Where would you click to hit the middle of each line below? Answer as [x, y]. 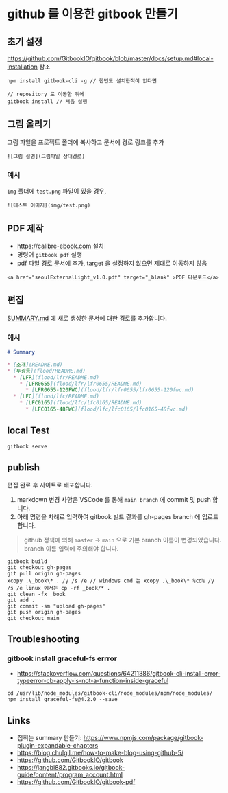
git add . [21, 600]
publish [23, 468]
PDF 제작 [25, 228]
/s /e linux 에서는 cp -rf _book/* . [59, 588]
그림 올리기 [29, 124]
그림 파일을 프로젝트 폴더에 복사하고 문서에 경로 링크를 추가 [86, 142]
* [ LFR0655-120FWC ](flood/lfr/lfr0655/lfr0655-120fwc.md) [110, 390]
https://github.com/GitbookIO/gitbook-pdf [76, 782]
